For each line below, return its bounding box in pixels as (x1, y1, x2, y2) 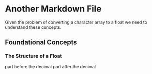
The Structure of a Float (5, 53, 62, 60)
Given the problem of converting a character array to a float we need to (5, 19, 148, 25)
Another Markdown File (5, 3, 102, 14)
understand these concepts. (5, 24, 61, 30)
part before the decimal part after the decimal (5, 63, 96, 69)
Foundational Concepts (5, 38, 77, 47)
